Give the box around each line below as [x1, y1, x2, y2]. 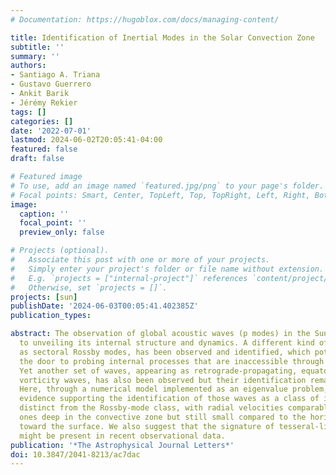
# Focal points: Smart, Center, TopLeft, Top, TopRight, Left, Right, [10, 190, 311, 200]
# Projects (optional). [10, 246, 110, 256]
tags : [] [10, 107, 47, 117]
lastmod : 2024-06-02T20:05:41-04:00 [10, 135, 163, 145]
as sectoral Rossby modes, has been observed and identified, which [19, 347, 311, 357]
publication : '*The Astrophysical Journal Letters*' [10, 440, 235, 450]
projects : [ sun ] [10, 292, 78, 302]
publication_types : [10, 311, 92, 321]
